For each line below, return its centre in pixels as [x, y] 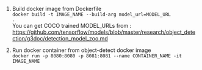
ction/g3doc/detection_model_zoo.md [60, 38]
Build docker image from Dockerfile [57, 9]
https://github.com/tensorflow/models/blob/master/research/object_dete [104, 32]
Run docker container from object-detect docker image [81, 50]
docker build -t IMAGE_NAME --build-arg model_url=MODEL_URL [92, 14]
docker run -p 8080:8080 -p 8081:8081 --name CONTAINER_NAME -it [97, 56]
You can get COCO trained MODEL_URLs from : [72, 26]
